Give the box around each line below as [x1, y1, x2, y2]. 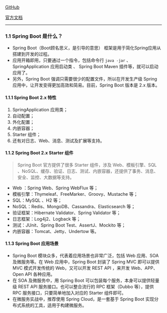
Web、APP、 [131, 265, 158, 271]
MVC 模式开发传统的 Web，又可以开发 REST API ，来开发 [12, 265, 130, 271]
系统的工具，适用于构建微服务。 [21, 302, 87, 308]
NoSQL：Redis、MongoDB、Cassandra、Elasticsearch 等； [12, 203, 136, 209]
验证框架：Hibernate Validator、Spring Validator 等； [12, 210, 121, 216]
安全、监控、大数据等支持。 [17, 174, 75, 180]
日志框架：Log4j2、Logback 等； [12, 216, 81, 222]
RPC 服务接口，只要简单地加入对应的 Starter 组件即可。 [12, 290, 126, 296]
